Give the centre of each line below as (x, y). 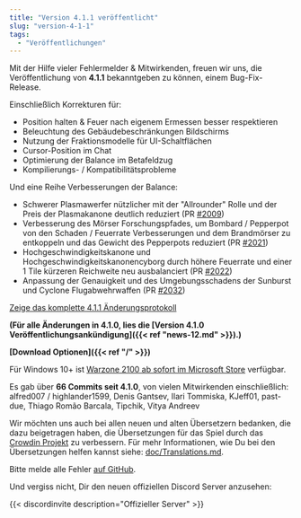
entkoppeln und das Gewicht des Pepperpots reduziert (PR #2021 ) (145, 242)
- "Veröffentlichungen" (62, 43)
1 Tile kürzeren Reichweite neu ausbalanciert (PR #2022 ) (127, 271)
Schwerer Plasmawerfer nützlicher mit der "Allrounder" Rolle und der (150, 205)
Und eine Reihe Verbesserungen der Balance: (93, 187)
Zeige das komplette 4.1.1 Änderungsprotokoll (93, 308)
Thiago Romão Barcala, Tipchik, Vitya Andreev (114, 406)
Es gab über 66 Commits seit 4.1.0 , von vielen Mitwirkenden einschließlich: (149, 387)
